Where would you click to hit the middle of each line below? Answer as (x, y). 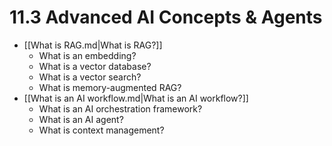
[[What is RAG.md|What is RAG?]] (93, 45)
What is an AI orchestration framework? (120, 108)
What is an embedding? (87, 55)
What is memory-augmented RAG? (110, 87)
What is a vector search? (90, 77)
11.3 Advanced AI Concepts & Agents (166, 17)
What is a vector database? (95, 66)
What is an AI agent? (81, 119)
